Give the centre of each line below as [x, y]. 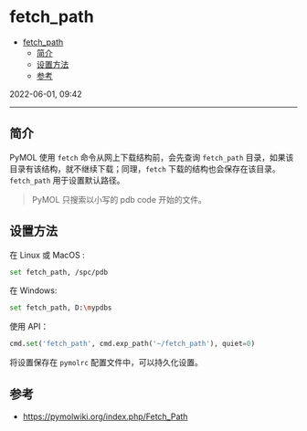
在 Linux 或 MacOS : [47, 255]
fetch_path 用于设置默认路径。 [67, 180]
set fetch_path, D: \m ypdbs [61, 308]
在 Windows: [33, 290]
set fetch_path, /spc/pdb [58, 272]
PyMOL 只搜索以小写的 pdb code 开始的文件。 [119, 199]
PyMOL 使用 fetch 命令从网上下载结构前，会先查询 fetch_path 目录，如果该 [152, 157]
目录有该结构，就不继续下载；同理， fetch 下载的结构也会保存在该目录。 [145, 168]
